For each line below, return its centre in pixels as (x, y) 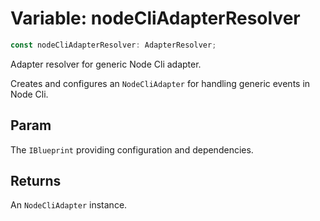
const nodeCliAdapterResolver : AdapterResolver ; (113, 45)
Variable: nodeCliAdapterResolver (155, 18)
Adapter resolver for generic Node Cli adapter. (106, 64)
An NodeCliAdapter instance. (69, 205)
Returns (36, 181)
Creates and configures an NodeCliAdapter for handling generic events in (160, 83)
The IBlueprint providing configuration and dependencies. (132, 149)
